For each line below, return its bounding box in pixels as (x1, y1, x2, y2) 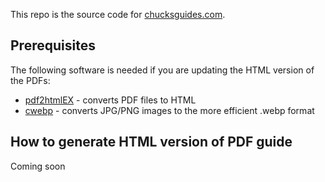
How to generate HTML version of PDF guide (10, 134, 293, 151)
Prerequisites (10, 37, 96, 54)
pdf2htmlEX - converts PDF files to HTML (24, 94, 197, 106)
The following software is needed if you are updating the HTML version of (10, 64, 315, 76)
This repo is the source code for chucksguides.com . (10, 9, 226, 20)
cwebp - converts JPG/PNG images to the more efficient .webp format (24, 104, 315, 116)
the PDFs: (10, 74, 51, 86)
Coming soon (10, 160, 66, 172)
